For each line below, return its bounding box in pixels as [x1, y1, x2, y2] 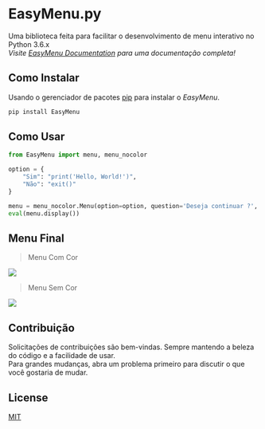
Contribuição [8, 321, 76, 335]
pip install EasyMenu [8, 108, 80, 116]
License [8, 391, 49, 404]
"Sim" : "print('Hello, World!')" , [22, 173, 137, 181]
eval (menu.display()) [8, 209, 80, 218]
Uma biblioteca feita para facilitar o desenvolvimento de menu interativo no [8, 31, 255, 41]
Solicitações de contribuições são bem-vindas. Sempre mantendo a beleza [8, 342, 255, 352]
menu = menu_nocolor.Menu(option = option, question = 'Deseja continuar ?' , [8, 202, 259, 210]
